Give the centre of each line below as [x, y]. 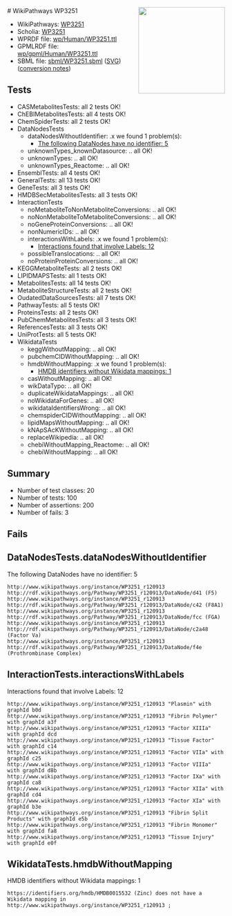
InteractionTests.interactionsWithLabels [96, 674]
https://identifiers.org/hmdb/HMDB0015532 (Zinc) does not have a [105, 894]
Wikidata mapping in [37, 899]
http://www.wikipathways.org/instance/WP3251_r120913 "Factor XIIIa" [109, 728]
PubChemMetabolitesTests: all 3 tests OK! [77, 319]
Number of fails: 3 [43, 512]
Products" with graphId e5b [48, 819]
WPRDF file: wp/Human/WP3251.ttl [67, 39]
